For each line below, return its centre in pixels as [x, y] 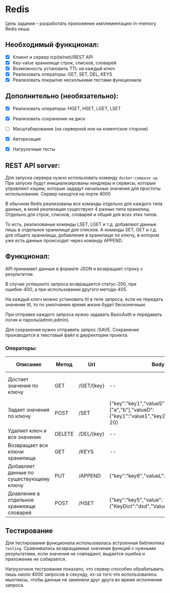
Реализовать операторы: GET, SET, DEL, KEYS [62, 74]
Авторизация [27, 139]
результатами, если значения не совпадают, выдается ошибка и [75, 553]
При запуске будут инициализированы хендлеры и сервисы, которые [80, 183]
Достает [18, 379]
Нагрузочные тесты [34, 149]
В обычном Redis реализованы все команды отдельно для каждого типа [84, 204]
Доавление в [24, 493]
